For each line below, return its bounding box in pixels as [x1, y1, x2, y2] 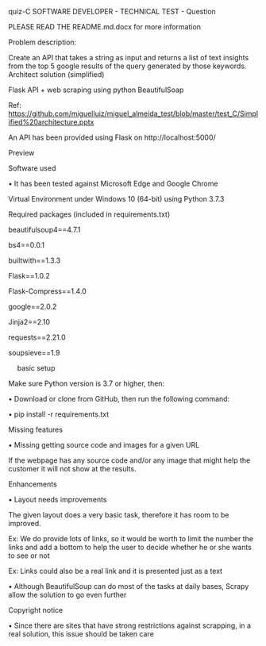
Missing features [8, 425, 64, 434]
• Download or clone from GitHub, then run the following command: [8, 394, 230, 403]
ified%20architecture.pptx [8, 117, 94, 126]
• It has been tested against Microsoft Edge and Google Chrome [8, 179, 218, 188]
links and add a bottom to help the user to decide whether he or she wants [8, 543, 253, 552]
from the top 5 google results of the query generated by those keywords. [8, 61, 247, 71]
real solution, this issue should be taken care [8, 629, 155, 638]
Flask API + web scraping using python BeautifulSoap [8, 85, 184, 94]
